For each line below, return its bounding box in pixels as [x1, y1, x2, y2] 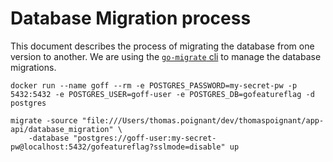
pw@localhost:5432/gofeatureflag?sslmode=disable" [10, 142, 226, 152]
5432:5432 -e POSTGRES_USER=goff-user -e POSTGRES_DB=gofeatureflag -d [10, 89, 315, 99]
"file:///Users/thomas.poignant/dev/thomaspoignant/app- [81, 115, 325, 126]
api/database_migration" [10, 124, 114, 134]
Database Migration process [10, 7, 252, 30]
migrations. [10, 61, 57, 73]
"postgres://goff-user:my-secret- [73, 133, 217, 143]
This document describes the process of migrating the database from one [10, 40, 315, 52]
